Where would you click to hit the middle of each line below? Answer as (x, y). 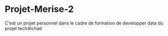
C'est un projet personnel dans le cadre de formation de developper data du (84, 23)
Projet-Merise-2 (39, 9)
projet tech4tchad (24, 28)
